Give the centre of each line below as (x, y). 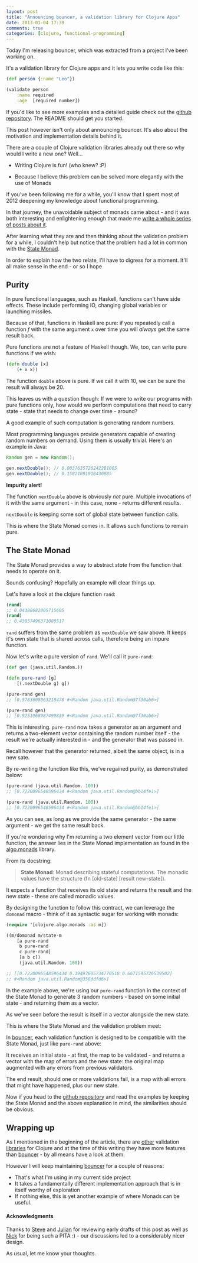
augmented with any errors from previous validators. (70, 1067)
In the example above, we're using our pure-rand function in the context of (96, 990)
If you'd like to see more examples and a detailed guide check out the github (99, 112)
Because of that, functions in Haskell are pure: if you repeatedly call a (90, 323)
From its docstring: (29, 861)
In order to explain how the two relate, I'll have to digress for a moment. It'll (97, 260)
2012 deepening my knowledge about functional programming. (82, 200)
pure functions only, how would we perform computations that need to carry (99, 405)
